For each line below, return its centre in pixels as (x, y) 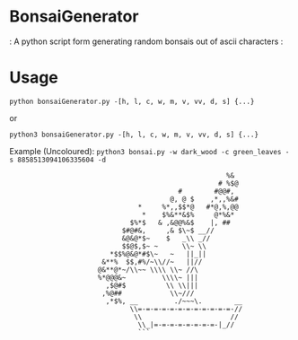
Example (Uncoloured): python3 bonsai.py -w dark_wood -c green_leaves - (149, 151)
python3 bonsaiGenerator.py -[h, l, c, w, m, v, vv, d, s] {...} (134, 135)
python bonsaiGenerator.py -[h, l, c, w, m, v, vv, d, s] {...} (132, 101)
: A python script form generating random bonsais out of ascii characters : (146, 41)
